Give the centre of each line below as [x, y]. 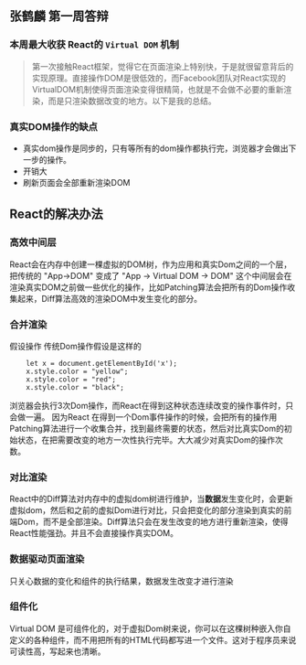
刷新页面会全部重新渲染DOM [76, 182]
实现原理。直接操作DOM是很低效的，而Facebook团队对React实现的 [158, 78]
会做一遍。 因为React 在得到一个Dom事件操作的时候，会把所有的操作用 [143, 417]
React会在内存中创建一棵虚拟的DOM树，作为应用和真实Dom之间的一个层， [151, 264]
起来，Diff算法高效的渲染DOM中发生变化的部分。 [110, 298]
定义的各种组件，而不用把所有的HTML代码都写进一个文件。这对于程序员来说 [153, 639]
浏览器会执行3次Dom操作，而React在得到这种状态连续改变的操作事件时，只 [152, 405]
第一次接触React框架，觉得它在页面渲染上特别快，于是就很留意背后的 [163, 66]
